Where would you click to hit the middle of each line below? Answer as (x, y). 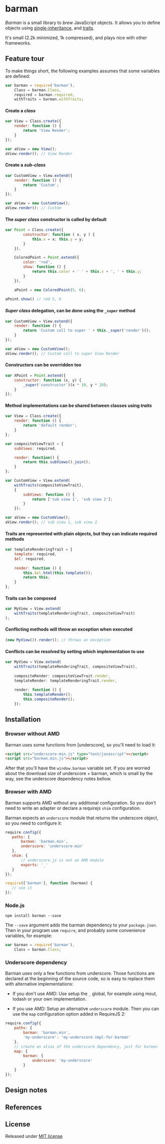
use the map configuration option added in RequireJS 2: (69, 1014)
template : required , (35, 554)
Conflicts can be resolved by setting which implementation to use (75, 651)
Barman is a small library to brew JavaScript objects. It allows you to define (83, 23)
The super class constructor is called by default (56, 219)
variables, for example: (29, 936)
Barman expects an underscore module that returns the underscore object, (82, 818)
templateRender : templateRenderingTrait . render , (66, 681)
